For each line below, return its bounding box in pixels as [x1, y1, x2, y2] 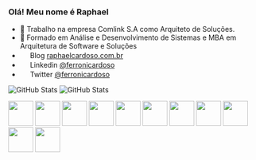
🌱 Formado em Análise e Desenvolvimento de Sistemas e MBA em [19, 33, 237, 42]
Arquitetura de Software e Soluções [19, 41, 138, 51]
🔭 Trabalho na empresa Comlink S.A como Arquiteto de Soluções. [19, 25, 235, 34]
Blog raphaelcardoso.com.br [29, 51, 123, 60]
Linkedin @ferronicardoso [29, 60, 115, 70]
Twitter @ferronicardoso [29, 70, 110, 80]
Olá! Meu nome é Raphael [8, 6, 109, 18]
